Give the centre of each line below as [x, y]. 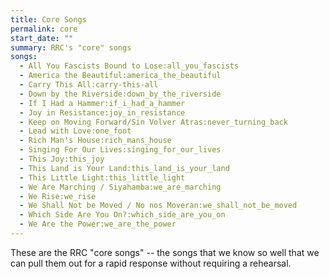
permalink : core [44, 29]
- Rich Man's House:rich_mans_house [95, 141]
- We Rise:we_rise [58, 196]
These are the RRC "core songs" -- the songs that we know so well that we [165, 252]
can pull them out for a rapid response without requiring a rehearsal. [151, 263]
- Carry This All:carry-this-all [89, 85]
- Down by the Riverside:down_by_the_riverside [120, 94]
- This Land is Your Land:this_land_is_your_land [124, 168]
